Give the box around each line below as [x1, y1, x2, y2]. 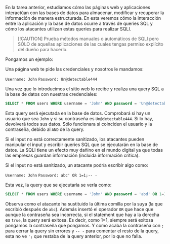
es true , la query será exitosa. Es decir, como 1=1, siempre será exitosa [5, 217, 153, 223]
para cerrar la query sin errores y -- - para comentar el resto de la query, [5, 228, 159, 234]
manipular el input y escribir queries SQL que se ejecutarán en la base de [5, 142, 158, 148]
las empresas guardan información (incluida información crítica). [5, 152, 140, 158]
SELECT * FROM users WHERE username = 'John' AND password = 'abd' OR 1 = [5, 191, 164, 197]
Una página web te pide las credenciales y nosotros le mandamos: [5, 66, 144, 72]
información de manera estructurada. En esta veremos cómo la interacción [5, 15, 161, 21]
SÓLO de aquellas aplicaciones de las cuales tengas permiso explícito [17, 41, 163, 47]
